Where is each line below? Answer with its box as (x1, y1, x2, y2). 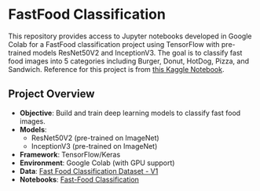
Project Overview (8, 88, 95, 101)
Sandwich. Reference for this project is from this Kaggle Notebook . (8, 64, 225, 74)
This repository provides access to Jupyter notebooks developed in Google (8, 31, 252, 41)
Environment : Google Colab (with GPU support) (19, 158, 175, 168)
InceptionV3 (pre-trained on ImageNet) (31, 141, 158, 150)
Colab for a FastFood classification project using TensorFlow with (8, 39, 220, 49)
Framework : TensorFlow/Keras (19, 150, 121, 159)
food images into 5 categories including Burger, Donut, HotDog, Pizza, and (8, 56, 250, 66)
